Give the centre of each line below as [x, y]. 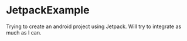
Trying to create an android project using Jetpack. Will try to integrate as [94, 26]
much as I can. [24, 32]
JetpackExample [48, 10]
